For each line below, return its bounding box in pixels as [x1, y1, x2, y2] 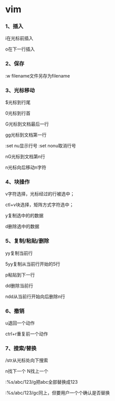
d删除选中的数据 [5, 223, 40, 230]
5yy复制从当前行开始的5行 [5, 261, 61, 267]
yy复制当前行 [5, 250, 33, 256]
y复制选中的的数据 [5, 213, 44, 219]
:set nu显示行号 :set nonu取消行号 [5, 143, 76, 149]
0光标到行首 [5, 110, 31, 116]
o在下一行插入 [5, 46, 35, 52]
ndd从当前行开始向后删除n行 [5, 293, 65, 299]
